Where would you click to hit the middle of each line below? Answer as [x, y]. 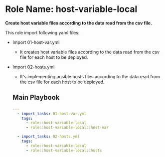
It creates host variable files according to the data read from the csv [90, 52]
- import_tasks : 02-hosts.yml [48, 137]
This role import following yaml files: [42, 32]
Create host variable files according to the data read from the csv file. [79, 23]
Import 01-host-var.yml [36, 42]
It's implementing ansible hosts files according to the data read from [90, 76]
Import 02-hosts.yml [33, 67]
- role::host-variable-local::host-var [67, 128]
